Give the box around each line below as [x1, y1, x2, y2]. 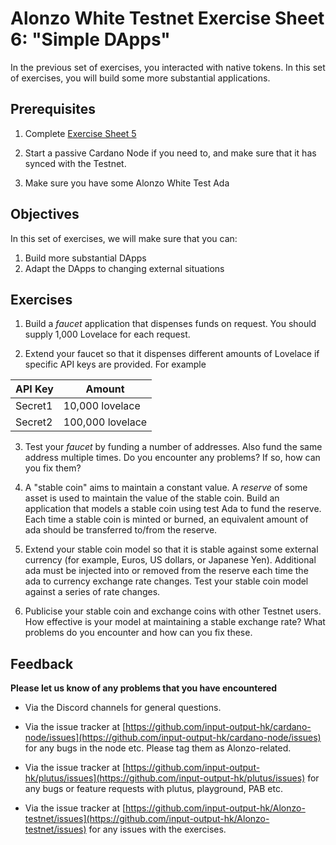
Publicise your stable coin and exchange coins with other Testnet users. [24, 605, 322, 617]
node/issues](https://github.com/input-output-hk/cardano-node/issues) [24, 732, 322, 744]
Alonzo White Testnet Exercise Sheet [10, 7, 325, 30]
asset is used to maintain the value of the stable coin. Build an [24, 492, 280, 504]
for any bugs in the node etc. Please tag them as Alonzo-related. [24, 742, 292, 754]
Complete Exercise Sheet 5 [24, 127, 137, 139]
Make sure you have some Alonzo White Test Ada [24, 177, 230, 189]
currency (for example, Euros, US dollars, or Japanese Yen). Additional [24, 554, 317, 566]
